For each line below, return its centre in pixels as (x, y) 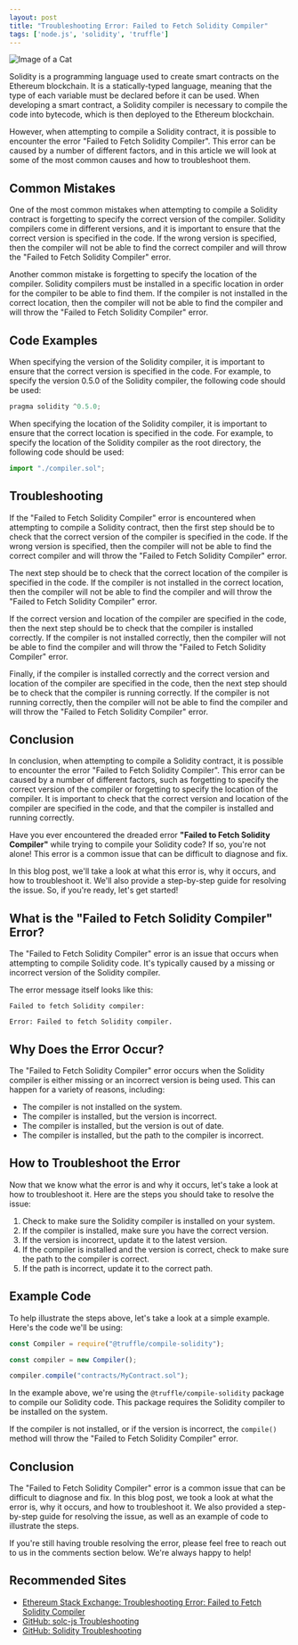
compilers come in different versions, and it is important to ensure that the (145, 229)
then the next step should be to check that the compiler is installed (131, 628)
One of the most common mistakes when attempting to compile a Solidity (144, 210)
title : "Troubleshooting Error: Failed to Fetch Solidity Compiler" (139, 26)
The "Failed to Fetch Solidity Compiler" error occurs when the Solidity (137, 1070)
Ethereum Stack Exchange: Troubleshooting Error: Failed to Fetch (142, 1602)
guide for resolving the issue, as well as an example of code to (154, 1517)
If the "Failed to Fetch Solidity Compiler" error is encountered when (133, 517)
